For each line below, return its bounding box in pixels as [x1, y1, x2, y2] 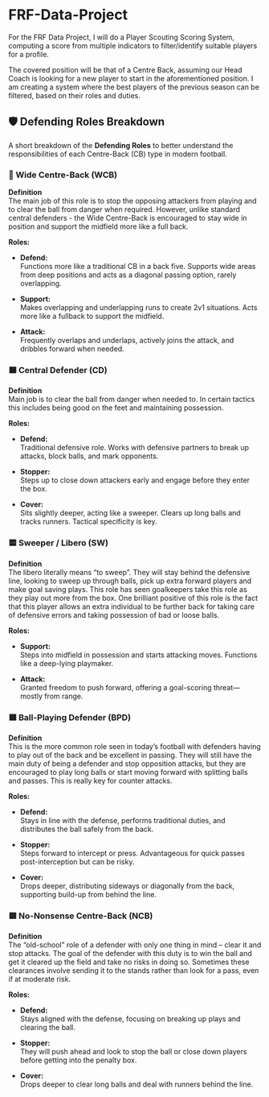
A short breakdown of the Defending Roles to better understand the [8, 140, 234, 150]
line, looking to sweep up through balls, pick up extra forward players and [8, 576, 252, 586]
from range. [43, 691, 84, 701]
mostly [19, 691, 43, 701]
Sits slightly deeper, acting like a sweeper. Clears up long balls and [19, 508, 241, 518]
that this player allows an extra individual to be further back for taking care [8, 602, 255, 611]
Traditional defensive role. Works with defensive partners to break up [19, 443, 250, 453]
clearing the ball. [19, 1023, 76, 1033]
